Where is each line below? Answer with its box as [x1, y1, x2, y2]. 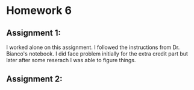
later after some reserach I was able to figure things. [6, 57, 136, 63]
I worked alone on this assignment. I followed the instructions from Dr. [6, 43, 180, 51]
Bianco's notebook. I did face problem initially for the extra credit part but [6, 50, 189, 57]
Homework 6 [6, 4, 72, 18]
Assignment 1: [6, 28, 61, 38]
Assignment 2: [6, 74, 63, 85]
